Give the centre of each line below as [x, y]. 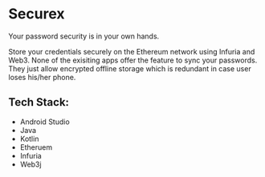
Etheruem [36, 147]
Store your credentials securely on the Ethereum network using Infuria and [132, 51]
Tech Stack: [39, 102]
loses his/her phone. [42, 77]
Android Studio [45, 122]
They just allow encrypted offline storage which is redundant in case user [130, 68]
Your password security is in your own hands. [84, 36]
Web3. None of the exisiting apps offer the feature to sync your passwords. [133, 60]
